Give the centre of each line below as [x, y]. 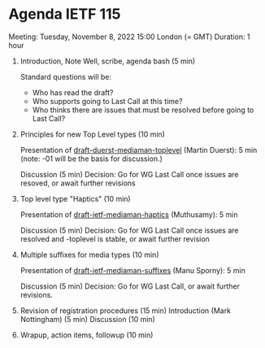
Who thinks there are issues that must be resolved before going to [143, 110]
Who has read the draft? [73, 92]
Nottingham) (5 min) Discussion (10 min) [88, 319]
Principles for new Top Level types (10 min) [92, 134]
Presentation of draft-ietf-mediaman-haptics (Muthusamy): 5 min [129, 214]
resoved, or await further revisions [78, 183]
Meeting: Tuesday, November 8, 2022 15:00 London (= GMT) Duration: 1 [129, 37]
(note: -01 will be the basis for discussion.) [91, 159]
